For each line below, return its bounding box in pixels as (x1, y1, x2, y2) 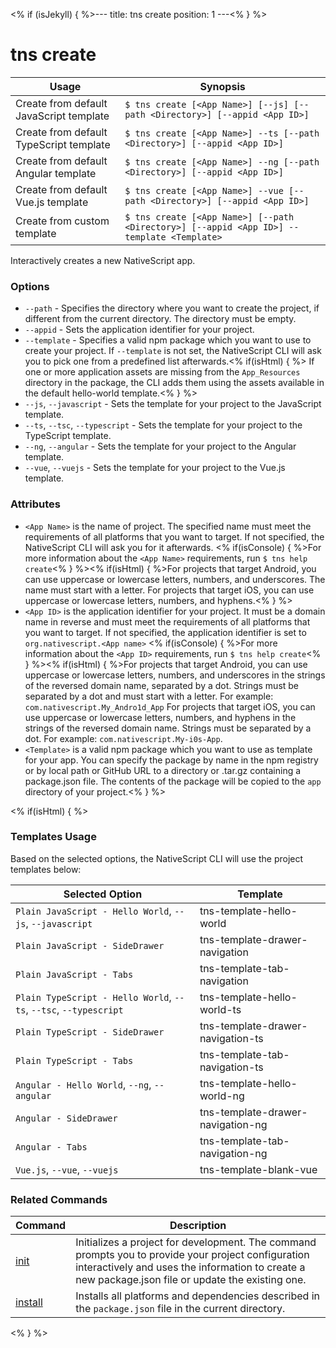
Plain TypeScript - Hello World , (15, 990, 172, 1004)
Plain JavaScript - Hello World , (15, 904, 172, 918)
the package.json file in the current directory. (75, 1302, 286, 1316)
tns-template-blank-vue (199, 1162, 318, 1176)
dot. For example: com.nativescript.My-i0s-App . (24, 732, 223, 744)
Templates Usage (10, 830, 97, 844)
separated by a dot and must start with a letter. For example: (24, 690, 274, 702)
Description (169, 1219, 227, 1233)
